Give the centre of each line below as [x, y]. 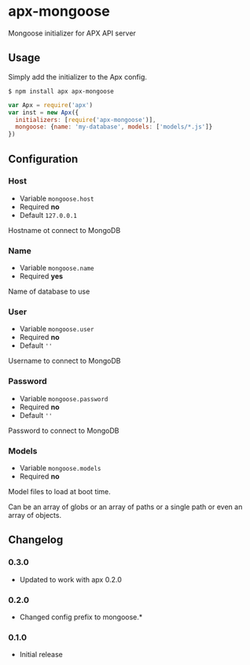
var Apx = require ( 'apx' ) [50, 105]
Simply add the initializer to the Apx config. [78, 76]
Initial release [41, 655]
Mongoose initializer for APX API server [72, 33]
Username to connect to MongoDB [64, 361]
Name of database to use [49, 292]
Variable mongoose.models [60, 468]
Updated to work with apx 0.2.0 [70, 579]
